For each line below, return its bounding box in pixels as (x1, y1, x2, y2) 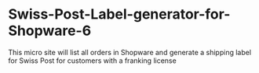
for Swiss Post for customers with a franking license (8, 56, 177, 65)
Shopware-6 (8, 22, 92, 40)
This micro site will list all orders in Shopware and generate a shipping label (8, 47, 252, 57)
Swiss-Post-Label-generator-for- (8, 5, 231, 23)
